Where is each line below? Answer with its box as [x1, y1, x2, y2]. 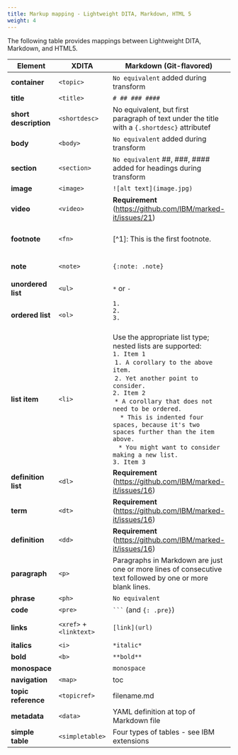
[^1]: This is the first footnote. [113, 234, 211, 244]
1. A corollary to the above [114, 358, 213, 366]
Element [17, 61, 46, 71]
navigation [11, 674, 48, 684]
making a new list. [113, 450, 178, 459]
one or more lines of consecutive [113, 564, 222, 574]
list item [11, 394, 39, 404]
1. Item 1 [113, 350, 146, 358]
